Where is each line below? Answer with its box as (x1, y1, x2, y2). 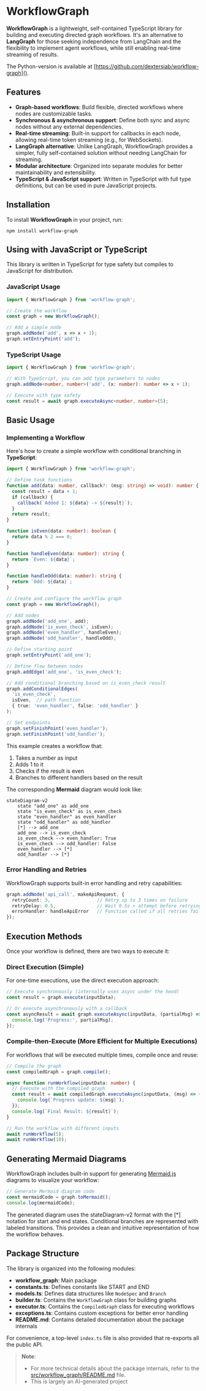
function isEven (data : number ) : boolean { (6, 528, 116, 534)
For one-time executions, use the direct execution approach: (6, 977, 159, 984)
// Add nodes (6, 612, 40, 618)
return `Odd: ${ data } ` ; (12, 579, 72, 585)
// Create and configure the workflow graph (6, 596, 122, 602)
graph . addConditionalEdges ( (6, 685, 78, 692)
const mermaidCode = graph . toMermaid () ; (6, 1194, 112, 1200)
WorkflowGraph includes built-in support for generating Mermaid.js (6, 1170, 177, 1178)
